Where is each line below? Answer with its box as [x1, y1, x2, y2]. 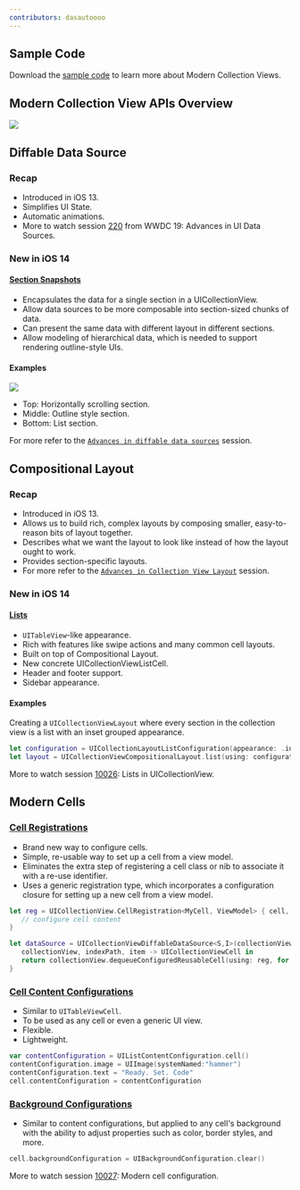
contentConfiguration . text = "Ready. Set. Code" [9, 1068, 194, 1077]
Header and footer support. [21, 668, 123, 679]
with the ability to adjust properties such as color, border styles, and [21, 1127, 273, 1138]
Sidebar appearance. [21, 677, 100, 688]
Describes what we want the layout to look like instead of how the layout [21, 536, 288, 547]
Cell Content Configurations [9, 985, 134, 998]
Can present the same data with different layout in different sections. [21, 323, 275, 333]
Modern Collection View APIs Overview [9, 96, 234, 111]
